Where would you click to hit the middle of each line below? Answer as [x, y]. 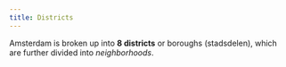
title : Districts [41, 17]
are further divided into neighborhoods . [82, 52]
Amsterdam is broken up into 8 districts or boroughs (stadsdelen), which [143, 43]
